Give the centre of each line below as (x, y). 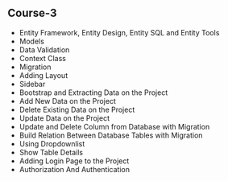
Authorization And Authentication (75, 169)
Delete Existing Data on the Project (77, 109)
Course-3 (32, 13)
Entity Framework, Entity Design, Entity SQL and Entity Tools (119, 32)
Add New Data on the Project (67, 101)
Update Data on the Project (64, 118)
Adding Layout (44, 75)
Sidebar (32, 84)
